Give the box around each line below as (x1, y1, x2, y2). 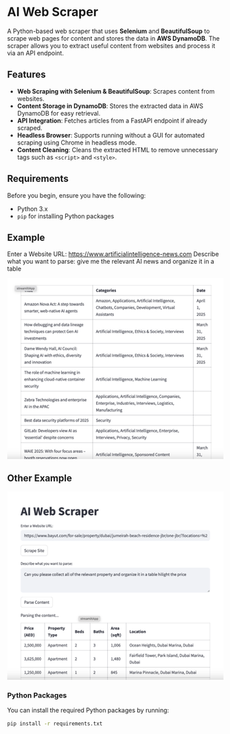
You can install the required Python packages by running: (7, 706, 170, 715)
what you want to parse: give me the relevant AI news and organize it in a (7, 258, 214, 266)
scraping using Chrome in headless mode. (16, 138, 137, 147)
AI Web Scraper (7, 4, 98, 20)
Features (7, 69, 46, 81)
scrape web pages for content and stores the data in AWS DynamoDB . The (7, 34, 220, 42)
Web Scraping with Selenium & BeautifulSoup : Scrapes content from (16, 87, 215, 95)
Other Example (7, 472, 72, 484)
